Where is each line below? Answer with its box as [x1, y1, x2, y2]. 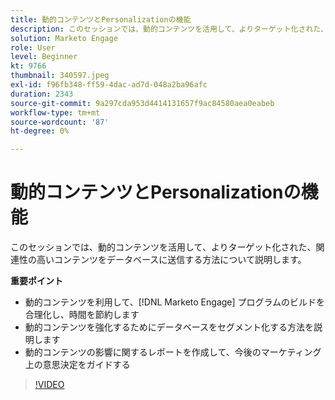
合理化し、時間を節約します [24, 309, 140, 321]
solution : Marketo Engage [10, 33, 118, 43]
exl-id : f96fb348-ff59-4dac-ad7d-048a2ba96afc [10, 80, 208, 90]
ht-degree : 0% [10, 126, 70, 136]
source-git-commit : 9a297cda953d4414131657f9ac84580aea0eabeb [10, 98, 275, 108]
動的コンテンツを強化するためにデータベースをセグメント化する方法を [24, 321, 315, 333]
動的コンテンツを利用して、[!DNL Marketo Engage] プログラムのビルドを [24, 296, 326, 308]
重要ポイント [10, 275, 63, 287]
